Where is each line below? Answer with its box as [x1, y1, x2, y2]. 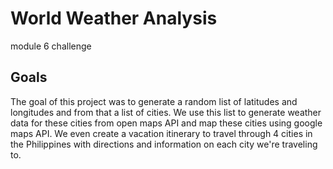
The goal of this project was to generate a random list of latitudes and [10, 95, 298, 107]
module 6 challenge [10, 40, 92, 52]
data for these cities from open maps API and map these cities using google [10, 117, 323, 129]
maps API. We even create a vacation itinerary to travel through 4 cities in [10, 127, 313, 139]
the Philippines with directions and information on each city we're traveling [10, 138, 318, 150]
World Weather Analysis [10, 7, 218, 30]
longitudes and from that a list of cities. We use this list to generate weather [10, 106, 322, 118]
